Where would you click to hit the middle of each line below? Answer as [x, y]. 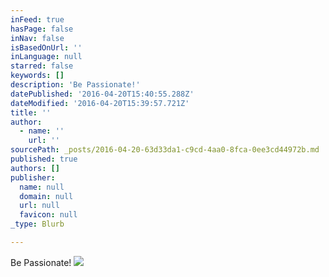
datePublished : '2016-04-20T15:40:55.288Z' [102, 94]
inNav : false [37, 38]
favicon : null [48, 215]
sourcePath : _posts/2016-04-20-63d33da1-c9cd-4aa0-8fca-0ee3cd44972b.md [165, 150]
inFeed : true [37, 19]
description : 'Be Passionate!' [75, 85]
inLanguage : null [46, 57]
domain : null [46, 196]
